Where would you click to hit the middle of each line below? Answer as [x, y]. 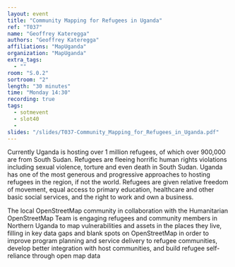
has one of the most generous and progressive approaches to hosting [109, 174]
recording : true [31, 100]
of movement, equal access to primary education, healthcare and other [111, 190]
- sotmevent [31, 112]
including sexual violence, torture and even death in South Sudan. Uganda [115, 167]
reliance [19, 256]
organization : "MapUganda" [47, 54]
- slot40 [26, 119]
